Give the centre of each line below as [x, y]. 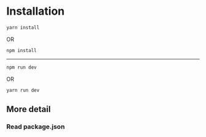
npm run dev [21, 67]
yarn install [23, 28]
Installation [36, 11]
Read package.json [36, 127]
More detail [29, 109]
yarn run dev [23, 90]
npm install [21, 50]
